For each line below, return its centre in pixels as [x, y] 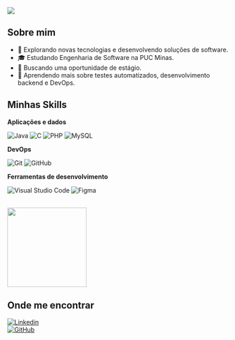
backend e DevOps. [46, 83]
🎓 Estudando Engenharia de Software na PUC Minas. [96, 57]
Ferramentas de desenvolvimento [58, 176]
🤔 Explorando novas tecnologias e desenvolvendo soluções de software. [123, 49]
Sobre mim [32, 33]
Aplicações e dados [37, 122]
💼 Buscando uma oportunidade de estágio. [80, 68]
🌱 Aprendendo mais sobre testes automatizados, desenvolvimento [114, 75]
